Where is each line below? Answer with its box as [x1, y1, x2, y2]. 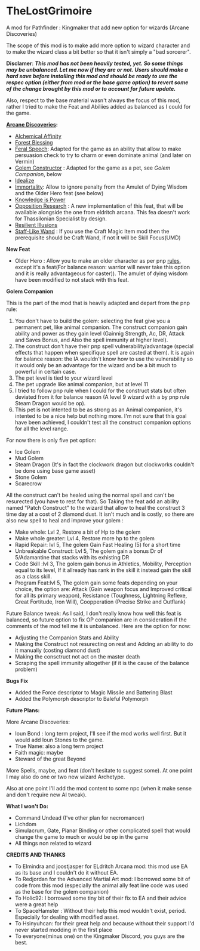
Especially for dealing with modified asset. [14, 913, 119, 921]
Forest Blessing [14, 139, 53, 146]
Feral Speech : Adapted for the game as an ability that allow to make [14, 145, 181, 152]
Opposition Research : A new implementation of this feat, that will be [14, 202, 183, 210]
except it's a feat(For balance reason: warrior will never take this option [14, 263, 190, 270]
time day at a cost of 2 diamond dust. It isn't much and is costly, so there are [6, 510, 195, 518]
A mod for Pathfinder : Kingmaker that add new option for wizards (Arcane [6, 24, 189, 31]
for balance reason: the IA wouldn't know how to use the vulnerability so [14, 355, 193, 362]
